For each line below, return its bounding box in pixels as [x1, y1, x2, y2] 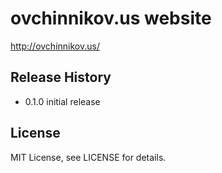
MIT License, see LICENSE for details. [10, 151, 167, 163]
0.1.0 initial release [24, 95, 101, 107]
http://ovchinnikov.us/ [10, 40, 100, 52]
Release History [10, 69, 112, 86]
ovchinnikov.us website [10, 7, 212, 30]
